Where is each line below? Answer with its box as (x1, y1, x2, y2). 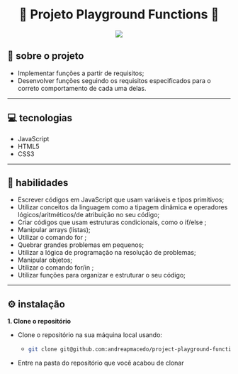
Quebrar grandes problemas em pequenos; (17, 241, 144, 249)
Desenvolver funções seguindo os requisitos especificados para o (17, 76, 211, 84)
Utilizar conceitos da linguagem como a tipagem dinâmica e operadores (17, 203, 228, 211)
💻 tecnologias (7, 112, 73, 124)
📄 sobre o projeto (7, 50, 84, 62)
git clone (28, 346, 58, 353)
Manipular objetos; (17, 255, 73, 265)
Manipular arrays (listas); (17, 226, 91, 234)
